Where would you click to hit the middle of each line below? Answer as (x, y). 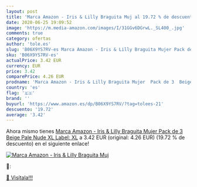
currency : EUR (23, 66)
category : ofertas (28, 39)
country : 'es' (23, 88)
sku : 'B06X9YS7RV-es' (33, 55)
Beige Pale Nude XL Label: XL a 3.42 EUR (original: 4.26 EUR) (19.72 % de (96, 137)
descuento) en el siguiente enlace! (48, 144)
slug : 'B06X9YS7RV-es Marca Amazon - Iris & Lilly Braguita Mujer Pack (95, 50)
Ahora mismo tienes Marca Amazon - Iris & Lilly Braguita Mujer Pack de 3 (94, 131)
